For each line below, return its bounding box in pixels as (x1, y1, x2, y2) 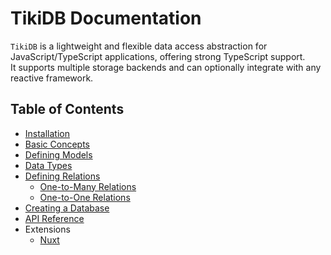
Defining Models (24, 148, 93, 161)
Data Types (24, 159, 73, 171)
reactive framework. (10, 72, 94, 84)
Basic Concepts (24, 138, 90, 150)
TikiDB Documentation (10, 7, 202, 30)
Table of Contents (10, 101, 125, 118)
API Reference (24, 212, 85, 224)
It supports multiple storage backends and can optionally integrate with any (10, 61, 322, 73)
